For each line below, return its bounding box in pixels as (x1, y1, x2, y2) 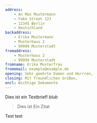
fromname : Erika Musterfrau (5, 62, 63, 67)
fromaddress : (5, 48, 32, 53)
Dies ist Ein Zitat (17, 103, 50, 109)
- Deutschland (14, 26, 43, 31)
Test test (5, 113, 23, 119)
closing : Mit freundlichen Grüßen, (5, 76, 78, 81)
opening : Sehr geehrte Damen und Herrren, (5, 71, 93, 76)
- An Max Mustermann (14, 12, 56, 17)
